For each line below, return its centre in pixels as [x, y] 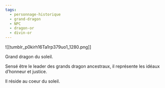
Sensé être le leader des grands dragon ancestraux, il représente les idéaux [82, 66]
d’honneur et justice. [26, 72]
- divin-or [21, 33]
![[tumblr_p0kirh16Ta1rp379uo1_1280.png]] [48, 47]
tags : [11, 10]
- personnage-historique [35, 14]
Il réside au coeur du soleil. [33, 81]
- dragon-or [22, 28]
